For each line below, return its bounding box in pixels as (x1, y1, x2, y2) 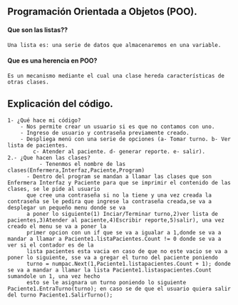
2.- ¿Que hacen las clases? (7, 154, 91, 161)
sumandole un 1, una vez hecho (7, 272, 100, 280)
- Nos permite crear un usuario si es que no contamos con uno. (20, 123, 215, 130)
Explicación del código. (7, 98, 114, 110)
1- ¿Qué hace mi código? (7, 117, 81, 124)
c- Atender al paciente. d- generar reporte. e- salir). (33, 148, 205, 155)
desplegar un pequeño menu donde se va (7, 204, 126, 211)
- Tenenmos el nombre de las (38, 160, 126, 167)
